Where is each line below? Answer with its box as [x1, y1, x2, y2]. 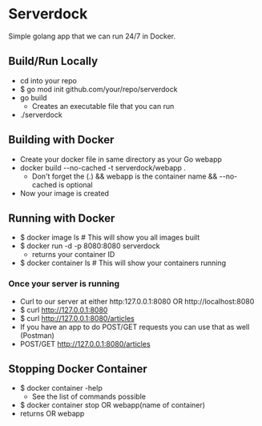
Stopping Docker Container [8, 362, 148, 376]
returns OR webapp [19, 409, 85, 419]
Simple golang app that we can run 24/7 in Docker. [8, 31, 176, 41]
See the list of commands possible [31, 392, 147, 401]
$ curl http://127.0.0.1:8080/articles [19, 313, 135, 323]
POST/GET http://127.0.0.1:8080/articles [19, 339, 151, 348]
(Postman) [19, 330, 54, 340]
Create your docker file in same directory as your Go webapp [19, 154, 223, 164]
